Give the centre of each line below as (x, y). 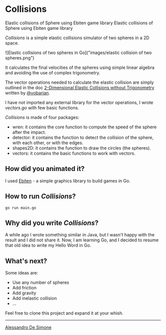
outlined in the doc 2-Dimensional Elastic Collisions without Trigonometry (80, 87)
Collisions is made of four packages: (42, 117)
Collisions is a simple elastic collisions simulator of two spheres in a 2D (77, 38)
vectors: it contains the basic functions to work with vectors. (74, 153)
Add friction (24, 288)
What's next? (26, 261)
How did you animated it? (45, 169)
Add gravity (24, 293)
